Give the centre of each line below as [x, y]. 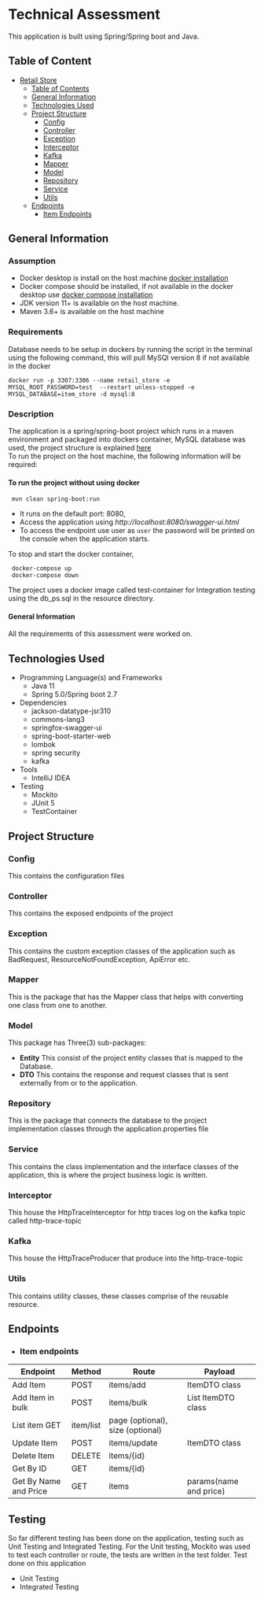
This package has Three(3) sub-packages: [77, 1043]
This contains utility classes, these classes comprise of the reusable [119, 1296]
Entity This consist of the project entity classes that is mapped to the [131, 1058]
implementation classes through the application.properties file [108, 1129]
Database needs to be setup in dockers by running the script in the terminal [130, 349]
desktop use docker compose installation [86, 295]
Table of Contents [60, 88]
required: [23, 465]
